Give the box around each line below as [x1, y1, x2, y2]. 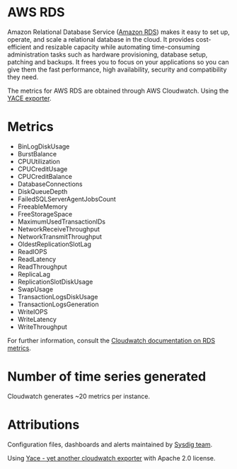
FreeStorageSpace [17, 209, 73, 218]
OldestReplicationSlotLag [17, 240, 92, 248]
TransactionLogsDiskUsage [17, 292, 98, 301]
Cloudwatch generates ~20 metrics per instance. [7, 392, 151, 400]
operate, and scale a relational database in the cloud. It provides [7, 35, 195, 43]
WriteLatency [17, 315, 57, 323]
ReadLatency [17, 255, 57, 263]
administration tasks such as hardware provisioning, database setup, [7, 50, 208, 59]
